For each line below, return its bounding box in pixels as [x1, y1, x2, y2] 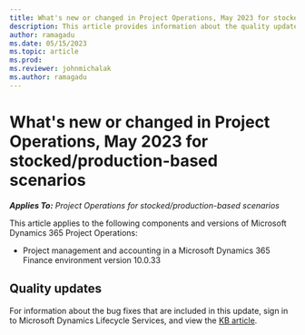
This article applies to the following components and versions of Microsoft [9, 218, 288, 228]
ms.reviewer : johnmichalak [9, 65, 112, 74]
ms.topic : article [9, 47, 79, 56]
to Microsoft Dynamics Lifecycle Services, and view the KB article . [9, 315, 258, 326]
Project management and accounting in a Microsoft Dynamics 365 [22, 245, 271, 256]
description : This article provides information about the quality [9, 22, 271, 31]
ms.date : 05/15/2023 [9, 38, 88, 48]
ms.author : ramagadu [9, 73, 88, 82]
